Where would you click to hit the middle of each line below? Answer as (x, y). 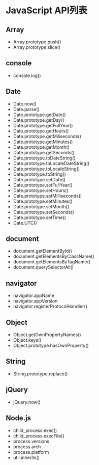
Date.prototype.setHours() (41, 190)
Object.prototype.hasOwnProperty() (51, 346)
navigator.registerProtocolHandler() (50, 307)
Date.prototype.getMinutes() (43, 142)
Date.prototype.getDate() (39, 115)
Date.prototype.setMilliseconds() (47, 196)
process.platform (31, 452)
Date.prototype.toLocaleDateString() (51, 163)
